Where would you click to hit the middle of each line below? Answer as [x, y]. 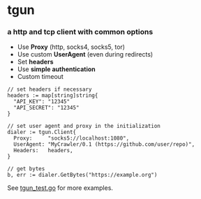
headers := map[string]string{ [53, 96]
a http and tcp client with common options [80, 32]
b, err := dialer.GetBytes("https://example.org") [82, 175]
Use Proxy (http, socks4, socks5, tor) [71, 47]
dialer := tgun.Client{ [42, 132]
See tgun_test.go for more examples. [60, 188]
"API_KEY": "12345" [42, 102]
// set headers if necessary [50, 89]
